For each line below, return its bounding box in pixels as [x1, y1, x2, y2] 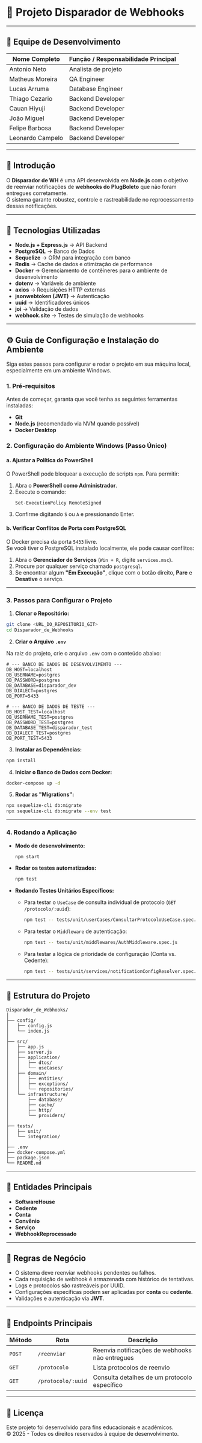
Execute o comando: [14, 488, 66, 495]
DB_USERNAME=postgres [6, 672, 61, 678]
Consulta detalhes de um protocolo [93, 1373, 192, 1381]
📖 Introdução [6, 161, 56, 171]
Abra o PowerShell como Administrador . [14, 482, 117, 489]
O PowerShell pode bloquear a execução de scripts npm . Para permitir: [6, 470, 180, 477]
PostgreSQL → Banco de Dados [14, 247, 95, 255]
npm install [6, 757, 36, 763]
